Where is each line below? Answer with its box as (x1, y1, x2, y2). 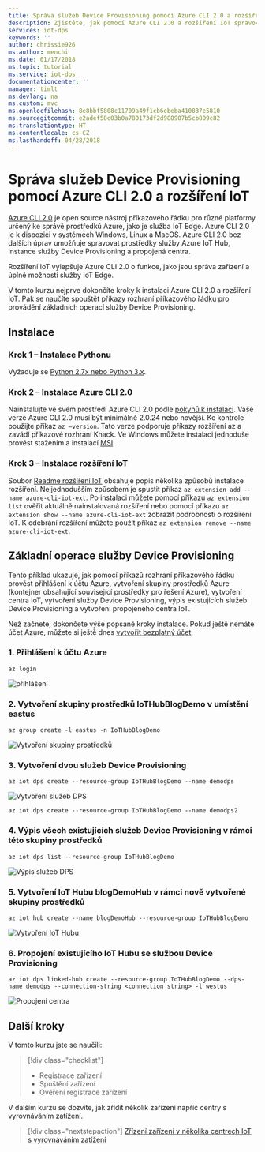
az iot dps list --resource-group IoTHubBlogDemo (8, 853, 175, 861)
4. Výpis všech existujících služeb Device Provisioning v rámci (8, 825, 252, 836)
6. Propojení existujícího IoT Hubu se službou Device (8, 947, 213, 959)
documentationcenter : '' (8, 77, 90, 85)
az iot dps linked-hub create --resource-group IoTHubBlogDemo (8, 976, 221, 984)
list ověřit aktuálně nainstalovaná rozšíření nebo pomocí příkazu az (8, 501, 229, 510)
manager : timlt (8, 84, 58, 93)
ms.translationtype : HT (8, 122, 87, 129)
